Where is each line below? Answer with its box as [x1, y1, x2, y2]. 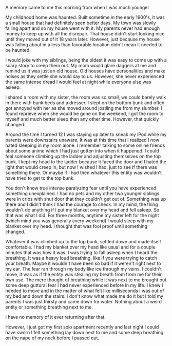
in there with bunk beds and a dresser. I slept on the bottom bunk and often [5, 100, 165, 106]
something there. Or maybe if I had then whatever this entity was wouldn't [5, 169, 162, 176]
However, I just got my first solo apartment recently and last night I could [5, 324, 159, 330]
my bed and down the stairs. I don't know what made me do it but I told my [5, 293, 163, 299]
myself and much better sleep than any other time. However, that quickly [5, 116, 159, 122]
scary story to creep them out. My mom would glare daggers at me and [5, 63, 157, 68]
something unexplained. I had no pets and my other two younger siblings [5, 190, 160, 197]
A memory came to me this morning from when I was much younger [5, 5, 150, 10]
